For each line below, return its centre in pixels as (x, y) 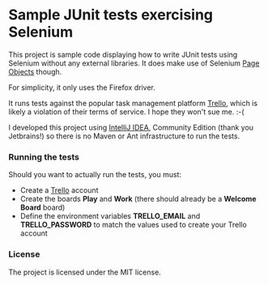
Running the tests (44, 157)
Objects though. (35, 71)
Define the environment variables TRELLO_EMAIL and (110, 216)
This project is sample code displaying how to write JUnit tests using (123, 54)
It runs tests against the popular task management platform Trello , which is (133, 103)
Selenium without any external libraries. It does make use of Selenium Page (134, 63)
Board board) (43, 207)
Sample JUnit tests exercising (111, 15)
